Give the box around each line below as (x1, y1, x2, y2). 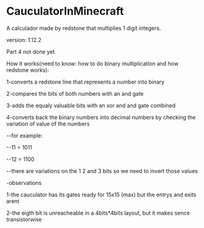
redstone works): (6, 66, 49, 74)
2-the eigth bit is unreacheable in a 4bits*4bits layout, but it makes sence (6, 209, 190, 216)
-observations (6, 179, 42, 187)
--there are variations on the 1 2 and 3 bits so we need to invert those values (6, 167, 198, 174)
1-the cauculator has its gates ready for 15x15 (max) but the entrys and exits (6, 191, 197, 198)
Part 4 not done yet (6, 48, 55, 55)
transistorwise (6, 215, 42, 223)
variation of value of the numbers (6, 120, 90, 127)
